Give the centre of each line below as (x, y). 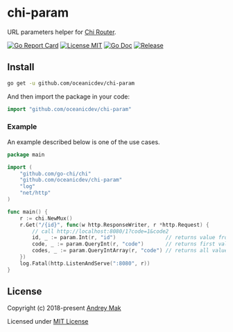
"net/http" (35, 193)
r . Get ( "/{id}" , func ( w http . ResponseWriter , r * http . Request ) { (114, 225)
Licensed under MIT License (48, 322)
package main (26, 155)
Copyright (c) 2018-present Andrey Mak (64, 308)
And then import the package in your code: (69, 96)
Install (21, 67)
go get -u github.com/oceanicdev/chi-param (71, 83)
